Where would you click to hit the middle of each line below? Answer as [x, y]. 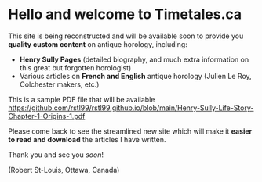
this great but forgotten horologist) [75, 67]
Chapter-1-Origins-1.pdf [47, 116]
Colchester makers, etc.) [59, 84]
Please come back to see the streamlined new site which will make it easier [130, 131]
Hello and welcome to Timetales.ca [125, 14]
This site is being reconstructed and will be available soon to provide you [126, 36]
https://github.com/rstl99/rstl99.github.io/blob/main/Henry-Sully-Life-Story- [131, 108]
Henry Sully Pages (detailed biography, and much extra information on [134, 59]
